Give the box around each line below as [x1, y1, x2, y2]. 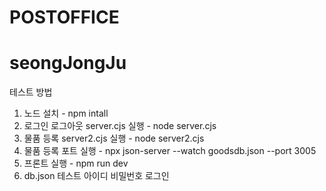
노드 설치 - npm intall [23, 107, 109, 120]
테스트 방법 [9, 86, 53, 98]
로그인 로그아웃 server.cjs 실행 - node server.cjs [23, 120, 217, 132]
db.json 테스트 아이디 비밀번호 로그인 [23, 170, 170, 182]
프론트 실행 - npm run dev [23, 157, 129, 170]
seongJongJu [9, 52, 127, 75]
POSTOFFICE [9, 6, 120, 29]
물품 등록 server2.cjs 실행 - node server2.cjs [23, 132, 205, 145]
